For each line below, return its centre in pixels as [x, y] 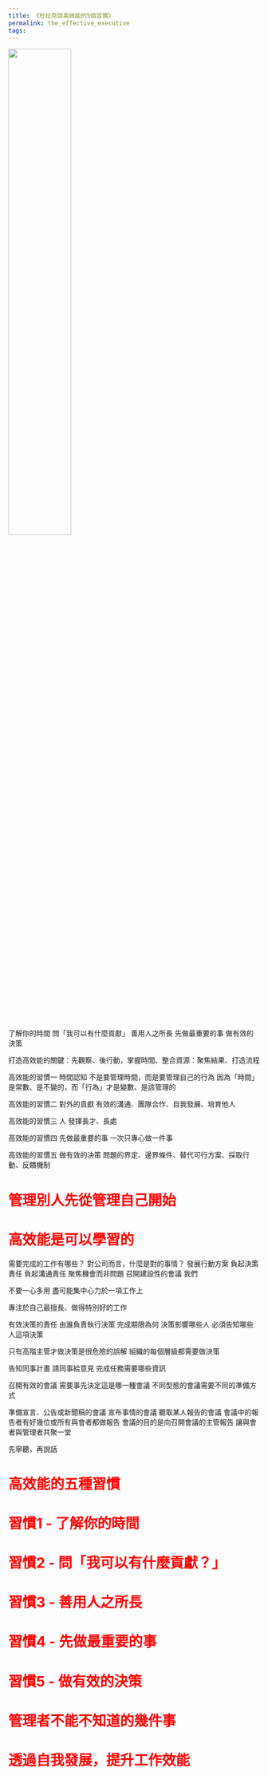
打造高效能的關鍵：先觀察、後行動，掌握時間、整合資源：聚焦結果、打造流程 [134, 1060]
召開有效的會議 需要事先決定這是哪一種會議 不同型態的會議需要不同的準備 [129, 1385]
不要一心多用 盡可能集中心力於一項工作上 [76, 1290]
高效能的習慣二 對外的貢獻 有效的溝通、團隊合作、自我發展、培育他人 [122, 1104]
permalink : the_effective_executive [69, 23]
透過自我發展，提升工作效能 [99, 1761]
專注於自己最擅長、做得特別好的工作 [68, 1307]
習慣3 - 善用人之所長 [75, 1602]
